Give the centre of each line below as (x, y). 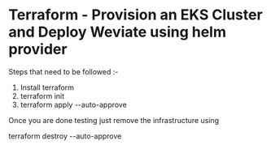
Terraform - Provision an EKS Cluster (135, 15)
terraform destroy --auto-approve (65, 136)
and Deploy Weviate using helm (117, 32)
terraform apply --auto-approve (74, 104)
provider (38, 49)
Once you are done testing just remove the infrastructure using (114, 120)
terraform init (42, 96)
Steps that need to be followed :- (63, 71)
